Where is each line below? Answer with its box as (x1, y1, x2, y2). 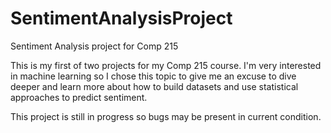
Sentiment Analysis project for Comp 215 (10, 40, 179, 52)
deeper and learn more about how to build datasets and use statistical (10, 80, 299, 92)
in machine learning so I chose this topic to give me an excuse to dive (10, 70, 297, 82)
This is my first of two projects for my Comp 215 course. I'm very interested (10, 59, 322, 71)
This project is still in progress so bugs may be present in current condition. (10, 110, 322, 122)
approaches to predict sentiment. (10, 91, 148, 103)
